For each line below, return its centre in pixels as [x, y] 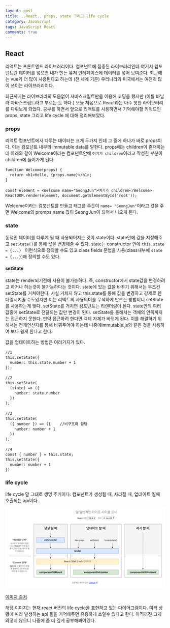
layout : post [19, 11]
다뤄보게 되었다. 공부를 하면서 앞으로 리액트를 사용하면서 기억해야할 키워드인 [86, 109]
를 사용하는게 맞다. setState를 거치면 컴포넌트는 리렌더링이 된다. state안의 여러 [83, 306]
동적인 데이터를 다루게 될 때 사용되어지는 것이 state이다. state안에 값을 [75, 237]
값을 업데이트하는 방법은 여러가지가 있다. [45, 342]
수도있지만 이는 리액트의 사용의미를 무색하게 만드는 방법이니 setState [95, 299]
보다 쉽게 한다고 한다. [31, 331]
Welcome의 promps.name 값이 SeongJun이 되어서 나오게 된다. [74, 212]
